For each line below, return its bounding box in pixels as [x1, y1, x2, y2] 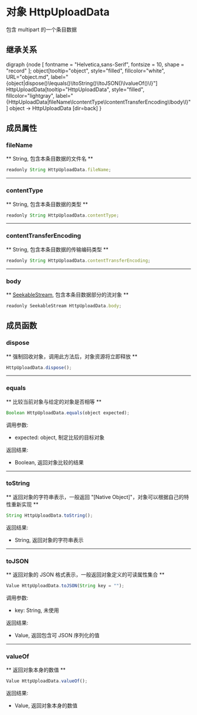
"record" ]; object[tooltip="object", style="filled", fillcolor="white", [6, 67, 165, 74]
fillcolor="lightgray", [6, 92, 55, 99]
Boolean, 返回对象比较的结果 [14, 458, 84, 465]
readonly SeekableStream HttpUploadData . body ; [6, 302, 122, 309]
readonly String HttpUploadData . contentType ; [6, 212, 119, 218]
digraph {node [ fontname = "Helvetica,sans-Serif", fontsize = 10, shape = [6, 61, 185, 68]
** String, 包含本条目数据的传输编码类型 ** [6, 245, 109, 253]
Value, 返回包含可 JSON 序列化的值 [14, 631, 100, 638]
